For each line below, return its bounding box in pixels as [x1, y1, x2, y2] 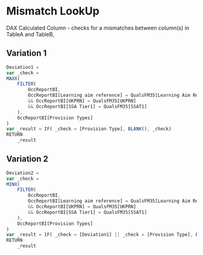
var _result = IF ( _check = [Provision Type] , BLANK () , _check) [6, 126, 172, 132]
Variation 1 [6, 48, 47, 59]
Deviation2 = [6, 170, 39, 176]
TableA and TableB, [6, 30, 54, 37]
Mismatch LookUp [6, 4, 100, 18]
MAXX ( [6, 76, 20, 82]
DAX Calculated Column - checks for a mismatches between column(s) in [6, 24, 190, 31]
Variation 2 [6, 154, 48, 164]
